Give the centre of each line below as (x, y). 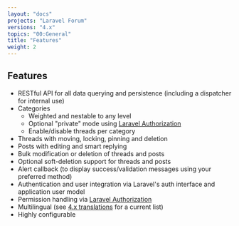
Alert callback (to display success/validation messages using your (115, 169)
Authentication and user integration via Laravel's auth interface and (116, 184)
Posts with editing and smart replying (72, 146)
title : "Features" (34, 41)
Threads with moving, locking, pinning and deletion (93, 138)
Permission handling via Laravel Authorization (85, 199)
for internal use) (41, 101)
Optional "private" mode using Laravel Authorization (105, 123)
